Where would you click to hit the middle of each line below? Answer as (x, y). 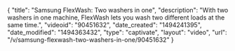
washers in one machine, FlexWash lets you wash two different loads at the (116, 17)
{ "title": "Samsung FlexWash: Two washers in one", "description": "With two (118, 10)
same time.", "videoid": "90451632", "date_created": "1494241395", (105, 25)
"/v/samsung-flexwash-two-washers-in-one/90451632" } (90, 40)
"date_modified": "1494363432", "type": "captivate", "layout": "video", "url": (117, 32)
